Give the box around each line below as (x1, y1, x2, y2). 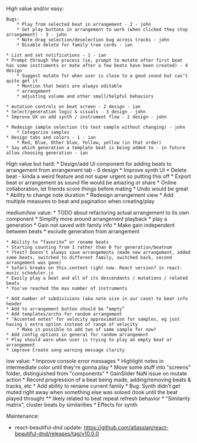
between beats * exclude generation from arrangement (6, 228, 140, 234)
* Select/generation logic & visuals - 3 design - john (6, 109, 146, 115)
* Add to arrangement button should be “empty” (6, 306, 125, 312)
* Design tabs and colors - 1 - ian (6, 135, 96, 140)
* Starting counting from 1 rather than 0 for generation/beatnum (6, 244, 172, 250)
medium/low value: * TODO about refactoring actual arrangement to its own (6, 209, 189, 216)
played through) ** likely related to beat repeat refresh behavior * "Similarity (6, 395, 191, 402)
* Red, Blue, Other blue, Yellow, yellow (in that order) (16, 140, 162, 146)
